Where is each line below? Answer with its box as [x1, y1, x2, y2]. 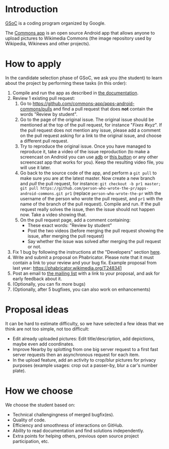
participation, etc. [12, 438, 49, 444]
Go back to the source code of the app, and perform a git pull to [20, 170, 157, 176]
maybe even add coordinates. [12, 341, 74, 347]
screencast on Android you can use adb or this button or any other [20, 154, 158, 160]
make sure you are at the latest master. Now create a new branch [20, 175, 155, 181]
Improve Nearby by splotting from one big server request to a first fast [12, 346, 158, 352]
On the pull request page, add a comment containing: [20, 217, 131, 223]
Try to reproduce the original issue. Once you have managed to [20, 143, 151, 149]
